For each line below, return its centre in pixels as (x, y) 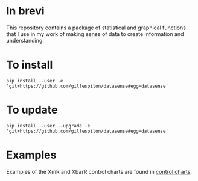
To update (32, 110)
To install (30, 65)
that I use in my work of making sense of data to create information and (95, 34)
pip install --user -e (35, 81)
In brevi (25, 11)
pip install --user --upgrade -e (48, 126)
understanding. (25, 40)
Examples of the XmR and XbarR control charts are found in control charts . (99, 171)
